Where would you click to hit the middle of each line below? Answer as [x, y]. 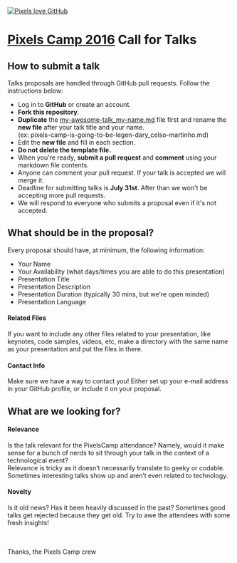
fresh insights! [28, 523]
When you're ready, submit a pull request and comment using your [117, 157]
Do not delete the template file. [64, 150]
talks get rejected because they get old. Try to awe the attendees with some [119, 515]
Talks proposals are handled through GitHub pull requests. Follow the [109, 83]
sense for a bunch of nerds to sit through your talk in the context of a [109, 453]
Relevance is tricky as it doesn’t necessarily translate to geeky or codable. [116, 468]
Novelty [20, 492]
